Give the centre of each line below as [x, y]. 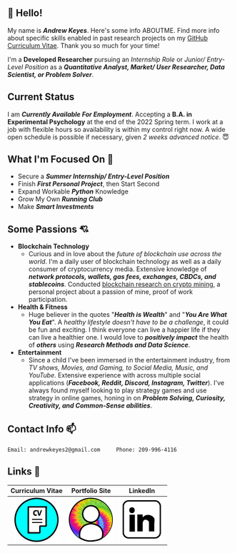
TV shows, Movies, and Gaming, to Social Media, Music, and [118, 367]
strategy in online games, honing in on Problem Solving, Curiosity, [127, 398]
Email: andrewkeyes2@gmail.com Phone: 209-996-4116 [92, 450]
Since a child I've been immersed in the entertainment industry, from [129, 360]
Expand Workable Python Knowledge [73, 192]
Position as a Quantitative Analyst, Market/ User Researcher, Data [125, 67]
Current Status [41, 97]
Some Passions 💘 [48, 229]
